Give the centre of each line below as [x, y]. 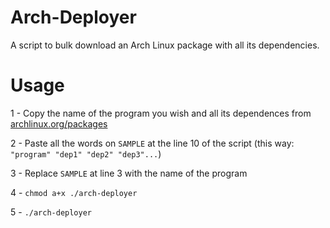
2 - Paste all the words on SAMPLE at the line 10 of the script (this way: [152, 143]
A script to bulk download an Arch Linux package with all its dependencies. [165, 45]
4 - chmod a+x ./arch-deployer [74, 192]
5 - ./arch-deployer [51, 212]
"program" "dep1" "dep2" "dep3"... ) [86, 153]
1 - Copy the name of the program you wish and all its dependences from [161, 113]
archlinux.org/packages [59, 123]
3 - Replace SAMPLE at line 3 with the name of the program [129, 173]
